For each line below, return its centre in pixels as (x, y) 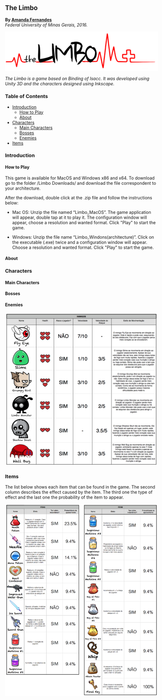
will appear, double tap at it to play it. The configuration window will (79, 217)
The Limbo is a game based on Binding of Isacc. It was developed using (77, 79)
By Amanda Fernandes (28, 19)
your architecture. (23, 188)
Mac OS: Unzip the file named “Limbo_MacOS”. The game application (81, 212)
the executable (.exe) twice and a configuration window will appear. (80, 242)
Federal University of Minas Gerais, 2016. (46, 25)
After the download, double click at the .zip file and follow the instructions (79, 197)
